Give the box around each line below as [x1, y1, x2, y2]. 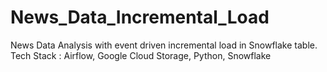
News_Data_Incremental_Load [10, 6, 270, 29]
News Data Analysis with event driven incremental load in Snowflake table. [10, 39, 318, 51]
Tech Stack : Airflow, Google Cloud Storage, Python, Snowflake [10, 49, 272, 61]
